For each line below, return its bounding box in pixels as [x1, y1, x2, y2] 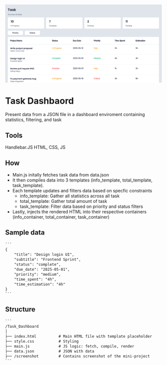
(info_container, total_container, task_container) [12, 214, 110, 220]
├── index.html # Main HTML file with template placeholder [5, 334, 153, 339]
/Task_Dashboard [5, 324, 39, 329]
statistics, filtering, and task [5, 117, 62, 123]
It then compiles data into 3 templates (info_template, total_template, [12, 177, 153, 183]
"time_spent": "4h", [14, 277, 57, 282]
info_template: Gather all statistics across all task [19, 193, 120, 199]
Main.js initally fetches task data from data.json [12, 172, 109, 178]
